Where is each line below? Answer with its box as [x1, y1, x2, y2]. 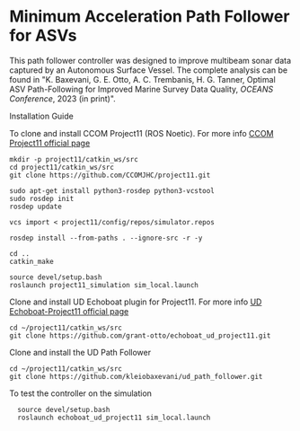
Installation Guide [9, 110, 74, 121]
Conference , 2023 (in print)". [9, 92, 117, 104]
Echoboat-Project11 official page [9, 305, 129, 316]
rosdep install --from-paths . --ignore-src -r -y [9, 233, 203, 242]
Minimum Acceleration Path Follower [9, 6, 290, 27]
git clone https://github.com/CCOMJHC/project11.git [9, 171, 211, 180]
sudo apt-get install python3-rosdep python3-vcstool [9, 186, 216, 195]
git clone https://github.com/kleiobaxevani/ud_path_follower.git [9, 372, 263, 381]
